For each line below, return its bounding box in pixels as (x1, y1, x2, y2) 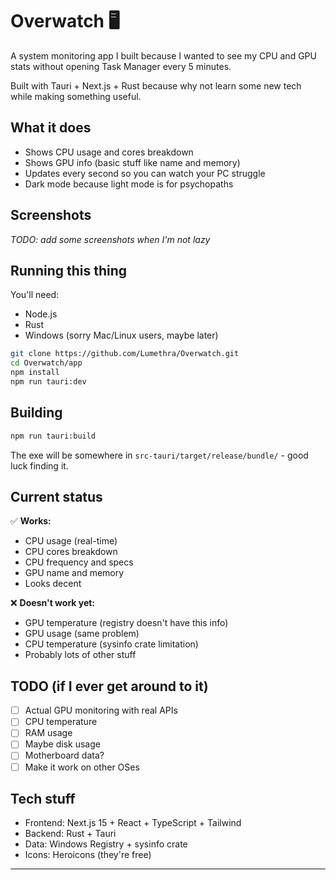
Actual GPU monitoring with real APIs (24, 704, 178, 717)
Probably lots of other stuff (24, 649, 137, 661)
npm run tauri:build (10, 431, 97, 441)
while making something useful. (10, 90, 142, 102)
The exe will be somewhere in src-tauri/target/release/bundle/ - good (10, 449, 309, 461)
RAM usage (24, 727, 73, 739)
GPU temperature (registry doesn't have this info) (24, 617, 229, 629)
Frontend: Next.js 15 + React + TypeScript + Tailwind (24, 817, 242, 829)
